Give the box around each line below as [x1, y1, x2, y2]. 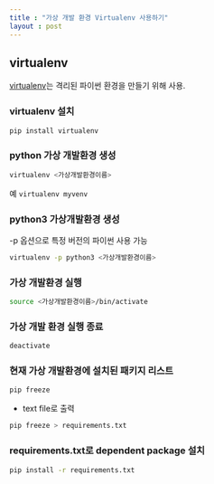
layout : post [9, 22, 63, 31]
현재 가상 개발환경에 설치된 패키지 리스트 [9, 365, 174, 377]
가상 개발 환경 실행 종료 [9, 320, 104, 333]
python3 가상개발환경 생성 [9, 213, 120, 225]
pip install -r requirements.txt [9, 465, 135, 475]
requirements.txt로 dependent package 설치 [9, 444, 205, 457]
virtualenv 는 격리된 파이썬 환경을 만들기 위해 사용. [9, 81, 186, 91]
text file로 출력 [22, 403, 75, 414]
